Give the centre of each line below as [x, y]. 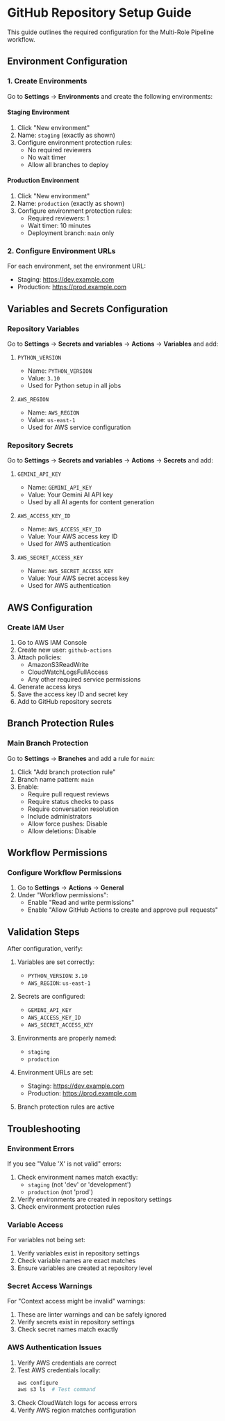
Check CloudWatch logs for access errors [77, 1402]
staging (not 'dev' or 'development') [80, 1185]
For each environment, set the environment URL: [76, 266]
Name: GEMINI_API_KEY [60, 488]
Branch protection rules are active [66, 1107]
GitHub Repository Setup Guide [100, 13]
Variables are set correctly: [56, 962]
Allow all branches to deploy [68, 164]
